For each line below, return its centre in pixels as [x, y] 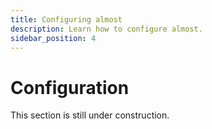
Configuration [70, 87]
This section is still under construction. [90, 115]
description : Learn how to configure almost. [106, 29]
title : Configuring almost [66, 19]
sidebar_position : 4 [53, 38]
